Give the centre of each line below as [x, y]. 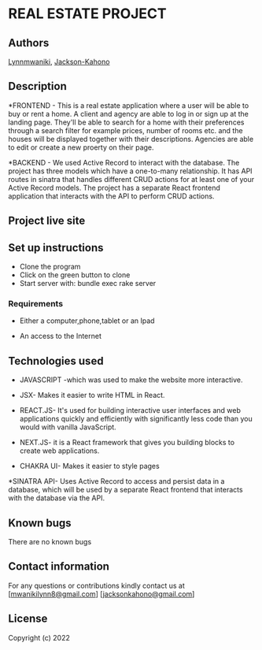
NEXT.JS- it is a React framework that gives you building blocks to [127, 443]
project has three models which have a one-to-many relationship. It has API [131, 171]
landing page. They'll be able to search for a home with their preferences [126, 122]
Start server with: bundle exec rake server [88, 284]
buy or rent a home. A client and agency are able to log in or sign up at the [129, 113]
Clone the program [50, 267]
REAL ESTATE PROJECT [87, 14]
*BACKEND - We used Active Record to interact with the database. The [124, 162]
